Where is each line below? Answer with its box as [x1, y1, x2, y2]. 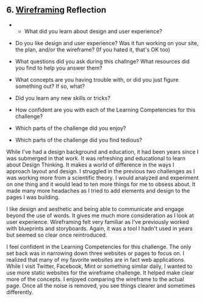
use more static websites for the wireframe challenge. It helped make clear [6, 268, 195, 276]
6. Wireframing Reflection [6, 5, 107, 15]
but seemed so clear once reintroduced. [6, 231, 107, 239]
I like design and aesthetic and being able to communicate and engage [6, 205, 184, 212]
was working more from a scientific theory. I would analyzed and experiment [6, 174, 199, 181]
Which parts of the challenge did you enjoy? [15, 124, 126, 132]
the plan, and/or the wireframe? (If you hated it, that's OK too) [15, 46, 171, 53]
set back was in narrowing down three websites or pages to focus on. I [6, 250, 185, 257]
